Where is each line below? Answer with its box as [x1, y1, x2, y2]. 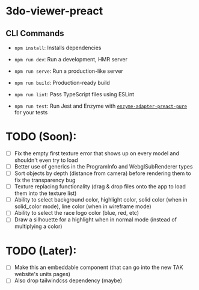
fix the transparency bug [14, 176, 76, 184]
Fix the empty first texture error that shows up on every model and [14, 149, 180, 157]
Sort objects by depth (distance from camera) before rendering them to [14, 170, 192, 177]
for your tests [14, 109, 48, 116]
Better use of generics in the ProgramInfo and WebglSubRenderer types [14, 163, 193, 170]
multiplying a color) [14, 223, 63, 230]
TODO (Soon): [5, 130, 77, 144]
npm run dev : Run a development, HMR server [14, 56, 127, 63]
